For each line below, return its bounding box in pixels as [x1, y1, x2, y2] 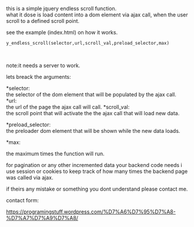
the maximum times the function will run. [6, 150, 105, 157]
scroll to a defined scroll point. [6, 18, 80, 24]
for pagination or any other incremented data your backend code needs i [6, 162, 182, 168]
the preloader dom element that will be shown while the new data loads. [6, 128, 180, 134]
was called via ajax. [6, 174, 53, 181]
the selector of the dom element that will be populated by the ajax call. [6, 91, 176, 98]
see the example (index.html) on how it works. [6, 29, 118, 36]
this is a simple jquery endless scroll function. [6, 5, 117, 12]
